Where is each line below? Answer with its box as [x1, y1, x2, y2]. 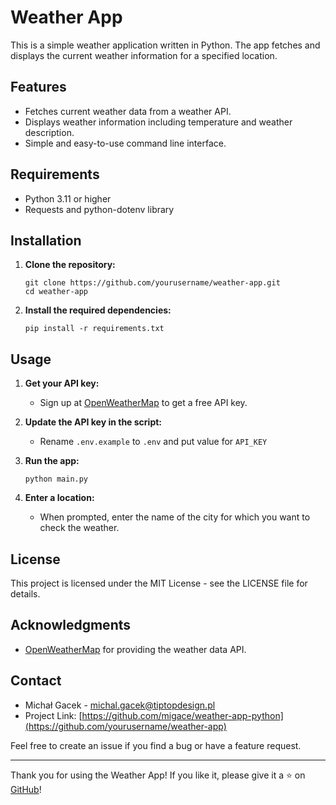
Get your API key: [24, 377, 100, 390]
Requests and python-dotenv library [24, 203, 175, 215]
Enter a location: [24, 492, 95, 504]
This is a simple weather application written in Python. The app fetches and [10, 39, 321, 51]
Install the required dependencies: [24, 304, 172, 316]
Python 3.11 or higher [24, 192, 112, 205]
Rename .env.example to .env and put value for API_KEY [39, 436, 268, 448]
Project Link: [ [24, 709, 83, 721]
